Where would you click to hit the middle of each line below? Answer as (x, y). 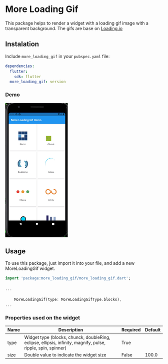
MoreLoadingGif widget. (30, 268)
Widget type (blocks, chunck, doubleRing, (67, 337)
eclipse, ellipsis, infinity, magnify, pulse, (65, 342)
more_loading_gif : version (38, 82)
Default (153, 330)
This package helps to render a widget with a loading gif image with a (77, 23)
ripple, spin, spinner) (45, 348)
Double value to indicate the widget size (65, 354)
